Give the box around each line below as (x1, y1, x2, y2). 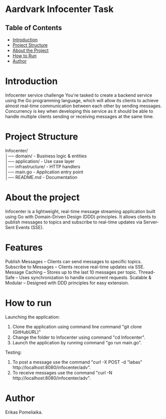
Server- (143, 219, 159, 225)
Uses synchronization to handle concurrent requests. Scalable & (19, 274, 151, 280)
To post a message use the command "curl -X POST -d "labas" (12, 359, 142, 365)
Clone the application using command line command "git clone (12, 323, 142, 329)
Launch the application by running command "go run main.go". (12, 339, 142, 345)
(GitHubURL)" (12, 329, 41, 335)
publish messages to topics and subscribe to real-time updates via (5, 219, 142, 225)
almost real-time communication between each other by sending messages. (5, 103, 162, 109)
